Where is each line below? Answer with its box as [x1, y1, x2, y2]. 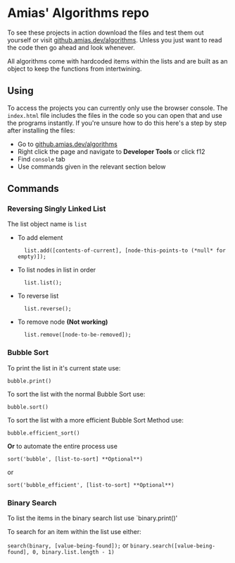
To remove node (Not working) [17, 317, 108, 326]
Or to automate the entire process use [7, 442, 118, 450]
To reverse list [17, 291, 59, 301]
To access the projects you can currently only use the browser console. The [7, 104, 228, 112]
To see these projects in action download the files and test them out [7, 28, 204, 37]
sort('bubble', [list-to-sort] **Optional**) [7, 455, 143, 463]
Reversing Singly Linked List [7, 204, 106, 214]
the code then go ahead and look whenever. [7, 43, 135, 52]
